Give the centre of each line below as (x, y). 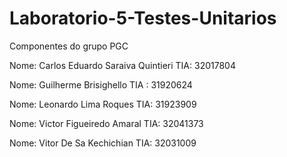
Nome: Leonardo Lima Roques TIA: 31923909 (103, 104)
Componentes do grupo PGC (69, 46)
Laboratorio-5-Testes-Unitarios (143, 18)
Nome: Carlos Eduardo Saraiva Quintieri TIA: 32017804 (122, 65)
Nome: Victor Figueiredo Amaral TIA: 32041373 (106, 123)
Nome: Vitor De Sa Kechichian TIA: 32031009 (103, 143)
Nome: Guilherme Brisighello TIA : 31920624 (101, 84)
